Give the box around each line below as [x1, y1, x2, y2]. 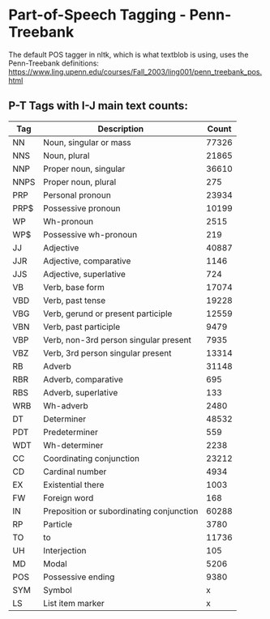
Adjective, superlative [43, 268, 126, 280]
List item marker [43, 597, 105, 608]
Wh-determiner [43, 439, 104, 450]
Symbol [43, 584, 73, 596]
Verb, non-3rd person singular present [43, 334, 192, 345]
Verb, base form [43, 281, 105, 292]
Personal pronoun [43, 189, 111, 200]
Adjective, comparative [43, 255, 131, 267]
